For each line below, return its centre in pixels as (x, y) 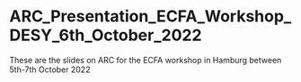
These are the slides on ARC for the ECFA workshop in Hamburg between (146, 60)
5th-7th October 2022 (50, 70)
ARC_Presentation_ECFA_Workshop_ (150, 16)
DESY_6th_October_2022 (106, 35)
